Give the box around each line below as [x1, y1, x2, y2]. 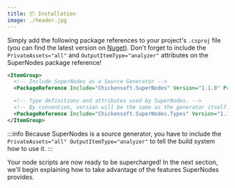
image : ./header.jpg [7, 17, 68, 24]
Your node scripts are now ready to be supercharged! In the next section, [7, 158, 218, 166]
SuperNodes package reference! [7, 58, 102, 66]
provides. [7, 173, 35, 181]
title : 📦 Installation [7, 10, 76, 17]
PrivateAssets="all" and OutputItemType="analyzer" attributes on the [7, 50, 208, 59]
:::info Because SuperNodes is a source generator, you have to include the [7, 129, 222, 138]
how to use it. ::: [7, 144, 54, 152]
